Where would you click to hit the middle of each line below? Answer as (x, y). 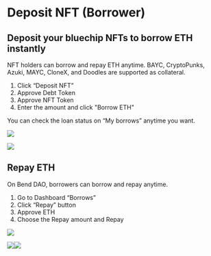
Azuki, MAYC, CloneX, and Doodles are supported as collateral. (96, 72)
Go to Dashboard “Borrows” (56, 197)
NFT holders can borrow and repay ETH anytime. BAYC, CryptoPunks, (106, 65)
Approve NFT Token (45, 100)
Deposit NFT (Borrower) (76, 13)
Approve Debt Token (46, 93)
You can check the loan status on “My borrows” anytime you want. (101, 120)
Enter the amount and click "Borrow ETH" (76, 107)
